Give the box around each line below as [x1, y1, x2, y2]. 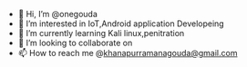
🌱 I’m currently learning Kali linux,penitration [17, 28, 185, 38]
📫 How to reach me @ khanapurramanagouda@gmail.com [17, 48, 238, 58]
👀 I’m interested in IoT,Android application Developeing [17, 18, 225, 29]
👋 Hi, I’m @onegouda [17, 9, 98, 19]
